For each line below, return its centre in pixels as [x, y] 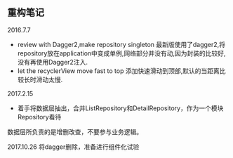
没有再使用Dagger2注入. [52, 62]
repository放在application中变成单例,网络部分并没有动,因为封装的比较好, [121, 53]
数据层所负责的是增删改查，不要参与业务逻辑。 [75, 131]
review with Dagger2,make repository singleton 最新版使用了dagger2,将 [121, 44]
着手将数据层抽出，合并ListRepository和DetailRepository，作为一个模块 [120, 108]
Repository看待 [39, 117]
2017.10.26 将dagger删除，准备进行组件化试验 [73, 147]
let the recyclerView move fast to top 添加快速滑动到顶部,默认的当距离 [118, 71]
